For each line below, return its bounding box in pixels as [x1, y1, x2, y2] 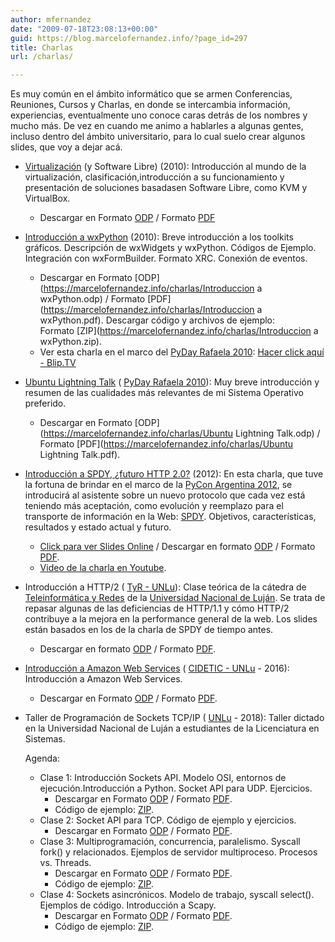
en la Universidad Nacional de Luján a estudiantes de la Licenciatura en [24, 722, 320, 735]
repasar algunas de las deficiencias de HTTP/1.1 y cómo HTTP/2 [24, 602, 290, 615]
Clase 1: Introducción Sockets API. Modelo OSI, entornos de [39, 772, 287, 784]
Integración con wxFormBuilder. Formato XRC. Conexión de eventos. [24, 252, 308, 265]
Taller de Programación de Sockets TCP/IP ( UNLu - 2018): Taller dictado [24, 712, 325, 724]
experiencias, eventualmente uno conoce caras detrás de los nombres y [10, 109, 308, 121]
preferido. [24, 397, 67, 410]
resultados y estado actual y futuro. [24, 521, 172, 533]
